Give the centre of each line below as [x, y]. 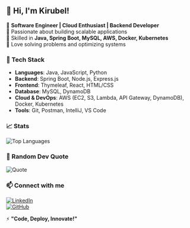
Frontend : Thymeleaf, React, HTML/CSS [64, 85]
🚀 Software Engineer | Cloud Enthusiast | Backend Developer [83, 25]
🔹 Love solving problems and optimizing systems [66, 44]
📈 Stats [18, 126]
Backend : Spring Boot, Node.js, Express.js [66, 79]
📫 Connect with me [35, 185]
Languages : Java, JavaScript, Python [61, 72]
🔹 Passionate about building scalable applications [67, 31]
